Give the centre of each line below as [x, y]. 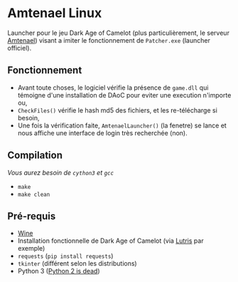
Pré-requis [32, 216]
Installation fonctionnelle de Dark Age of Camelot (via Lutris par [110, 241]
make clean [34, 194]
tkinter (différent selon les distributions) [77, 263]
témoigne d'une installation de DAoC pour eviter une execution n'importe [124, 95]
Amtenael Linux [55, 13]
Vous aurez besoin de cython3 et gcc [61, 172]
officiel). [20, 48]
